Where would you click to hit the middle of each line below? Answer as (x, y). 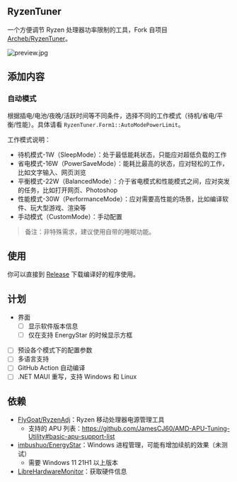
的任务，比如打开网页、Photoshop (68, 190)
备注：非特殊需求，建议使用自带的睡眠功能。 (90, 231)
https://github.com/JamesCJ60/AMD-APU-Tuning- (156, 429)
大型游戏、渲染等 (61, 208)
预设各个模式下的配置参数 (55, 350)
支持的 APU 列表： (55, 429)
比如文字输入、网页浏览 (52, 172)
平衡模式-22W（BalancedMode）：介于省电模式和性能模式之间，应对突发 (123, 181)
